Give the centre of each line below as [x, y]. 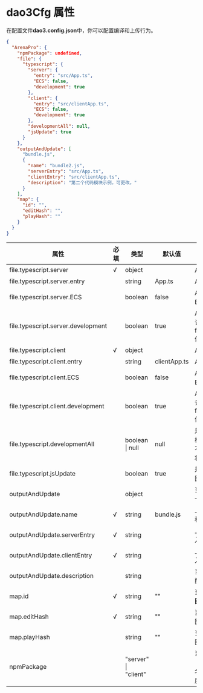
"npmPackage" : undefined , [50, 53]
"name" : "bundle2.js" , [56, 166]
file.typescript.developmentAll [52, 444]
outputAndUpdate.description [51, 575]
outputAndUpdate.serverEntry [52, 535]
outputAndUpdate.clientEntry [51, 555]
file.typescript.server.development [58, 326]
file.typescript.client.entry [46, 361]
